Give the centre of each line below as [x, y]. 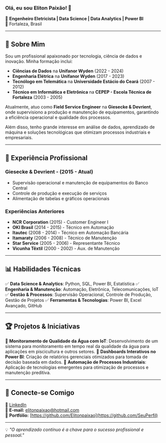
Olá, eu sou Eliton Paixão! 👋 [38, 8]
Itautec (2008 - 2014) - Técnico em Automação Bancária [70, 233]
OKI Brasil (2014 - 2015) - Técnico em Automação [63, 227]
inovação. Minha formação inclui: [39, 61]
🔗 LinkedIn [16, 405]
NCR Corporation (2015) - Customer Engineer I [60, 222]
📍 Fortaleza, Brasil [23, 24]
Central [20, 188]
